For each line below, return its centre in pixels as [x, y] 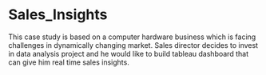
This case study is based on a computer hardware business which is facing [132, 37]
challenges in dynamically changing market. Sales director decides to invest [133, 45]
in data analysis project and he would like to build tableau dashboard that [129, 53]
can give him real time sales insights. [69, 62]
